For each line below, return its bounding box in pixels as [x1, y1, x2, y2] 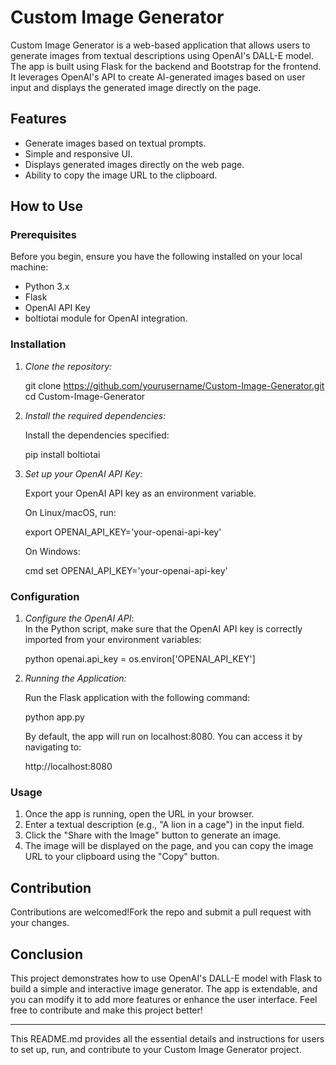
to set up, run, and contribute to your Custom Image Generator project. [10, 1043, 302, 1055]
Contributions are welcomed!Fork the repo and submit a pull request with [10, 906, 312, 918]
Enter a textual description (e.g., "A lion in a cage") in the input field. [24, 819, 305, 831]
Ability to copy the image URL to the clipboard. [24, 169, 218, 181]
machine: [10, 261, 49, 273]
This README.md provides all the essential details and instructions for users [10, 1032, 325, 1045]
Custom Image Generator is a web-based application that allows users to [10, 39, 311, 51]
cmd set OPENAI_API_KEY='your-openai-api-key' [24, 564, 228, 576]
